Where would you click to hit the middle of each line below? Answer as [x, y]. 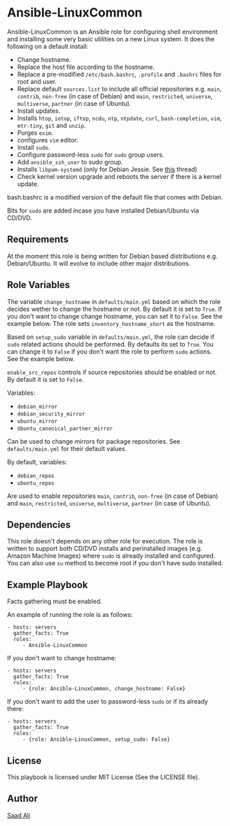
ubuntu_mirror [37, 421]
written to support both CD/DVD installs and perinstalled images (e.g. [105, 549]
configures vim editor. [48, 140]
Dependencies [39, 524]
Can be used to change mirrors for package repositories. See [94, 441]
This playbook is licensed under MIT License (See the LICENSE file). [104, 777]
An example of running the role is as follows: [70, 615]
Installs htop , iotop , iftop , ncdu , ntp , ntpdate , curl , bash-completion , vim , [119, 118]
